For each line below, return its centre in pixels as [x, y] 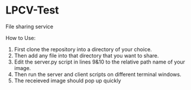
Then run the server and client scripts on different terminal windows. [98, 74]
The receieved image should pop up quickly [68, 81]
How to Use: [21, 38]
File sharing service [30, 26]
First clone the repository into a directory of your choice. [83, 49]
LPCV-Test [33, 10]
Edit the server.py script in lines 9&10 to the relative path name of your [100, 62]
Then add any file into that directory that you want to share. [86, 55]
